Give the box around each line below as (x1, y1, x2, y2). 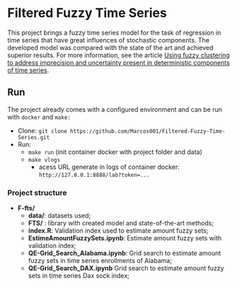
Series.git (17, 134, 50, 141)
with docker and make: (7, 112, 71, 121)
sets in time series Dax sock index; (28, 271, 129, 280)
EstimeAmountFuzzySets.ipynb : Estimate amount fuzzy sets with (28, 234, 221, 242)
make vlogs (28, 156, 61, 163)
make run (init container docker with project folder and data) (28, 147, 203, 156)
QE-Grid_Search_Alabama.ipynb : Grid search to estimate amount (28, 249, 221, 257)
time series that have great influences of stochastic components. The (7, 35, 210, 44)
